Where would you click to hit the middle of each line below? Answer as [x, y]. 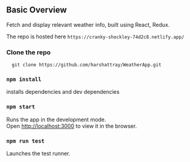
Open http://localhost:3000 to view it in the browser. [72, 126]
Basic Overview [37, 10]
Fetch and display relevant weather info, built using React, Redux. [88, 24]
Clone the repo [29, 52]
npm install [24, 79]
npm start [21, 107]
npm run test [25, 141]
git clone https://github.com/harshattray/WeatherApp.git [87, 65]
